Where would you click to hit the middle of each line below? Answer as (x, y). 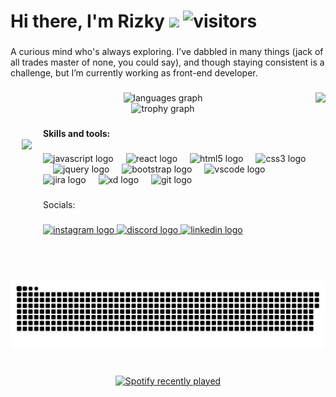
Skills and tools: (77, 133)
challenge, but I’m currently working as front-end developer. (134, 73)
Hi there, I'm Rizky (87, 21)
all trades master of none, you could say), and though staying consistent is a (167, 62)
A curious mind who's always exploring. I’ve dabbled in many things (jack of (167, 52)
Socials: (59, 204)
